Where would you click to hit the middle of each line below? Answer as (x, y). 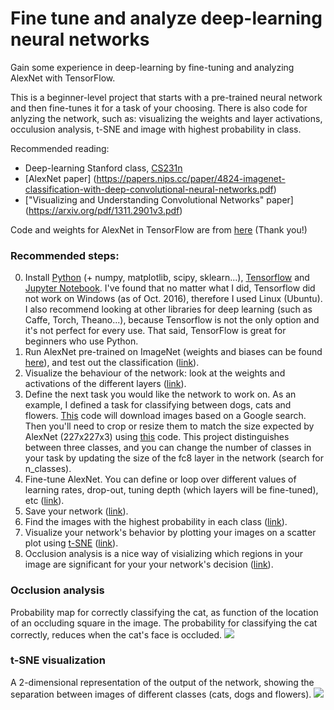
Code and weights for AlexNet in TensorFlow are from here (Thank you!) (159, 229)
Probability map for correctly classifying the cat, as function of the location (164, 612)
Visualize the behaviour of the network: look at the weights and (155, 373)
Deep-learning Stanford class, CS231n (103, 168)
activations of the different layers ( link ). (105, 384)
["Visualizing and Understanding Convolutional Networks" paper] (159, 199)
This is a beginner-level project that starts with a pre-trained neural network (166, 97)
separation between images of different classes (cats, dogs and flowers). (161, 694)
